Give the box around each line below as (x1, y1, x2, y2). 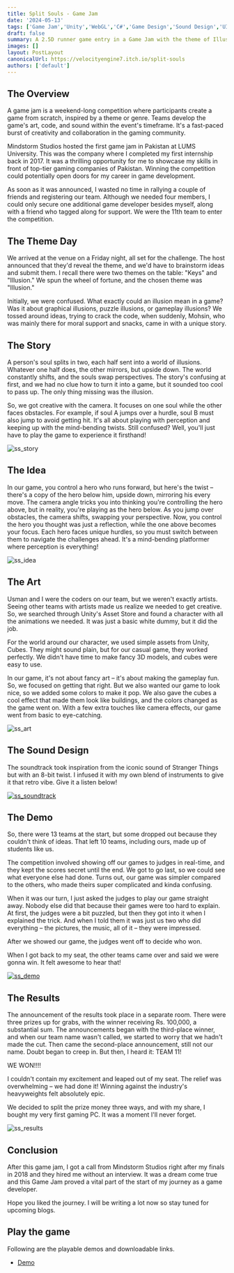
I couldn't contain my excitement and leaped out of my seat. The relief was (7, 1075, 221, 1083)
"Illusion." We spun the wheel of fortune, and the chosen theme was (7, 276, 203, 285)
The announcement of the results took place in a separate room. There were (7, 1011, 226, 1019)
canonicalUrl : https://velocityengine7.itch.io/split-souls (7, 56, 186, 63)
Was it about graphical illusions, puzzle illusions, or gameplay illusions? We (7, 304, 222, 313)
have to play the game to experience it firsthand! (7, 431, 146, 440)
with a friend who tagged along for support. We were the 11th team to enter (7, 207, 223, 216)
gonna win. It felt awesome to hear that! (7, 958, 122, 967)
